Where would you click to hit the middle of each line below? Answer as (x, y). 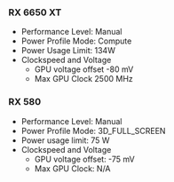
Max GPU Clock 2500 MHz (84, 79)
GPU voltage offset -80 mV (84, 69)
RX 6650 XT (35, 12)
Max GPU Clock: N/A (72, 168)
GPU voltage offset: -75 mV (84, 159)
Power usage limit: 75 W (65, 140)
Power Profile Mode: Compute (76, 41)
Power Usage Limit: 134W (68, 51)
